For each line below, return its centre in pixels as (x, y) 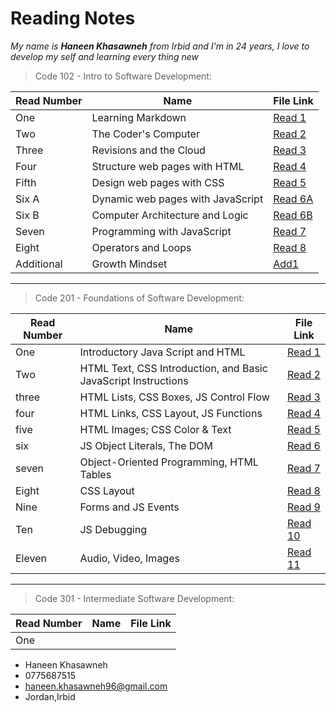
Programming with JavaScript (161, 231)
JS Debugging (113, 529)
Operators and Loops (141, 247)
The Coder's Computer (145, 134)
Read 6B (293, 215)
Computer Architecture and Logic (170, 215)
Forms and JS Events (129, 507)
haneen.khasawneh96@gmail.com (96, 686)
